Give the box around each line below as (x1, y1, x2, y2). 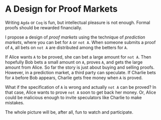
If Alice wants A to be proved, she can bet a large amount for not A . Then (5, 54, 151, 60)
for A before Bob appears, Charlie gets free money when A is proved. (5, 75, 143, 80)
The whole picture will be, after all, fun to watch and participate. (5, 109, 133, 115)
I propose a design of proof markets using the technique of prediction (5, 34, 145, 40)
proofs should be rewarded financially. (5, 24, 82, 30)
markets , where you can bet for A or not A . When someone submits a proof (5, 39, 156, 45)
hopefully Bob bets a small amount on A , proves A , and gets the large (5, 59, 143, 65)
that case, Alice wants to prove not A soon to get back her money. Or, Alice (5, 89, 156, 95)
